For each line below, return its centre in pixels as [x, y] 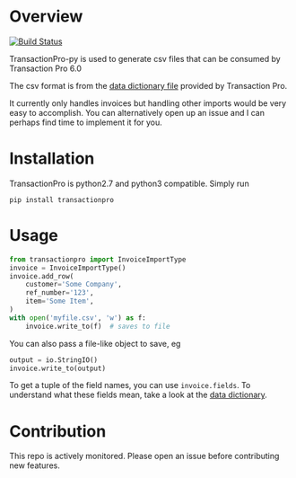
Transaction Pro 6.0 [46, 68]
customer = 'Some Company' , [74, 285]
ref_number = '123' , [60, 293]
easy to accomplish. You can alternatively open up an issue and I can [137, 112]
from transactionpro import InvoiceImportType [98, 259]
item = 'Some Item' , [60, 301]
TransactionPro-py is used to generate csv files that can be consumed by [145, 58]
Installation [52, 159]
